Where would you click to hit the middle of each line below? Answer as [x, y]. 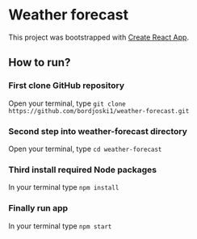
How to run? [40, 63]
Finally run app [38, 208]
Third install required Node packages [83, 170]
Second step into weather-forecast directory [98, 131]
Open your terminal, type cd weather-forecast [85, 149]
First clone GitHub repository [67, 86]
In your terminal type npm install [64, 187]
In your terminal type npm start [60, 226]
